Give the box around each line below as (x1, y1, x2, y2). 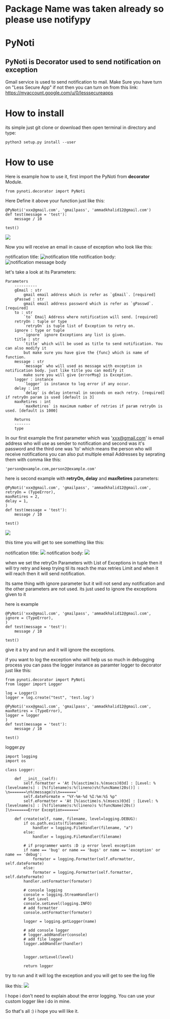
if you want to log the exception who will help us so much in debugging (5, 657, 155, 663)
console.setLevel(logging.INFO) (23, 901, 93, 906)
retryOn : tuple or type (14, 319, 67, 324)
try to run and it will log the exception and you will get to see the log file (5, 973, 155, 979)
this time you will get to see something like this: (5, 540, 104, 546)
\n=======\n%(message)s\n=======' (5, 790, 79, 795)
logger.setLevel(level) (23, 955, 74, 960)
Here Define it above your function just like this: (5, 198, 105, 204)
